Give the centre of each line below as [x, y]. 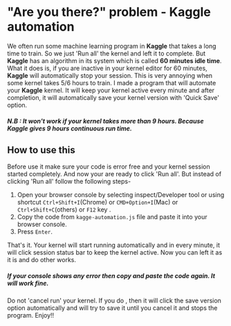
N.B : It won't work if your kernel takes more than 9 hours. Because [105, 121]
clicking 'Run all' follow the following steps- [69, 182]
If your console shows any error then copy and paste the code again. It [111, 275]
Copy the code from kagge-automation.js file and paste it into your [112, 217]
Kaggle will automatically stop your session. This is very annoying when [110, 75]
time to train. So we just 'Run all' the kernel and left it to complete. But [107, 53]
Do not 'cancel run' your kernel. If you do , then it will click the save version [114, 301]
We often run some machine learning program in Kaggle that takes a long [112, 46]
